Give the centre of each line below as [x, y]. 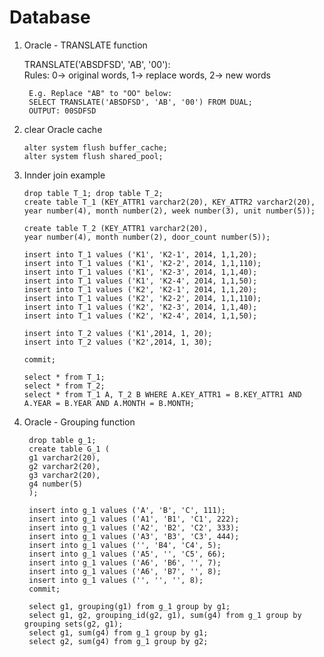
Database [50, 17]
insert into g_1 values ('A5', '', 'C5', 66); [127, 554]
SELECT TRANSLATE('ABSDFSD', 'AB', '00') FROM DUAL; [140, 102]
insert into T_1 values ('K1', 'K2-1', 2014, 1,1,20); [140, 254]
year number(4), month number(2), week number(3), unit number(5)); [169, 211]
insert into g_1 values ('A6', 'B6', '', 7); [125, 562]
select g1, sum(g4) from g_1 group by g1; [118, 632]
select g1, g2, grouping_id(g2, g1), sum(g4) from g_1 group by [165, 615]
